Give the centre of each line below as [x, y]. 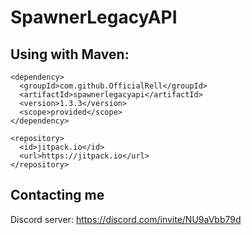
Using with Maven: [70, 54]
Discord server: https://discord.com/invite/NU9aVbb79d [126, 219]
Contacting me [57, 195]
